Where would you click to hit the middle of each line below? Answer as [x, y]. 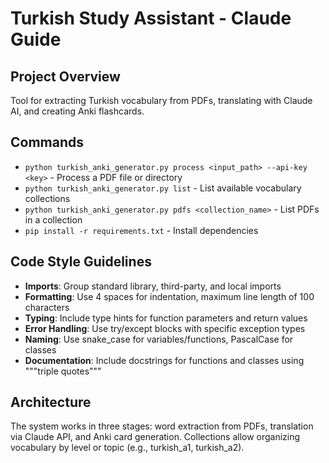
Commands [47, 142]
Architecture [51, 402]
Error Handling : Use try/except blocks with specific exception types [165, 328]
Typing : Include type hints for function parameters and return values [166, 318]
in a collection [53, 219]
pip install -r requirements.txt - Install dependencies [141, 230]
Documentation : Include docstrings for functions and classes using [164, 360]
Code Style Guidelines [81, 262]
